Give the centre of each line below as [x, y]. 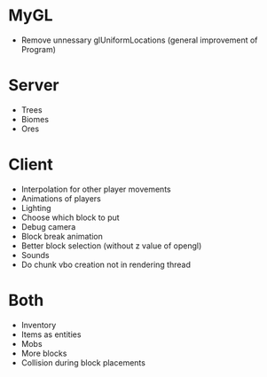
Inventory [39, 325]
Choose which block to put [71, 217]
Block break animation [62, 236]
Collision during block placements [83, 362]
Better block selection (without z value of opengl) [111, 246]
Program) [39, 49]
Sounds [35, 255]
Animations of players [61, 198]
